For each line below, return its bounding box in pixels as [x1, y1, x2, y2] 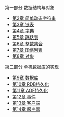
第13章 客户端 [12, 100, 41, 106]
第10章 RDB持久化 [12, 81, 49, 87]
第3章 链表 [12, 22, 34, 27]
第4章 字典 [12, 28, 34, 34]
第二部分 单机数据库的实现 [5, 64, 59, 70]
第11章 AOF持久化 [12, 88, 48, 93]
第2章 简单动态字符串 [12, 15, 56, 21]
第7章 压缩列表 [12, 47, 43, 53]
